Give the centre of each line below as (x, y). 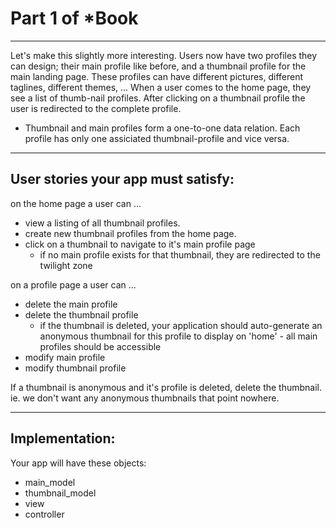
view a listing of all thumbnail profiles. (102, 223)
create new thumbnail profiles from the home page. (130, 233)
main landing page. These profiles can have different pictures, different (157, 76)
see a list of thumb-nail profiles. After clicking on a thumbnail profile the (158, 98)
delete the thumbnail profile (81, 314)
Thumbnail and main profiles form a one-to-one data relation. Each (162, 128)
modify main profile (65, 357)
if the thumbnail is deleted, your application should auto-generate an (181, 325)
